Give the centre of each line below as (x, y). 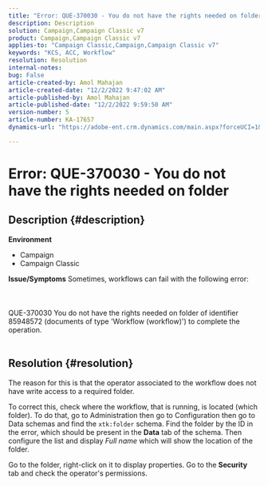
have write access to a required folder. (71, 391)
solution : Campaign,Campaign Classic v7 (77, 30)
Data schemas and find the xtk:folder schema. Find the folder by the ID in (131, 424)
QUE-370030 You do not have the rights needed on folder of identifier (124, 313)
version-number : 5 (39, 113)
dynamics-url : (32, 127)
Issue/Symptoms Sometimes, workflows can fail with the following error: (128, 279)
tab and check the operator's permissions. (78, 473)
